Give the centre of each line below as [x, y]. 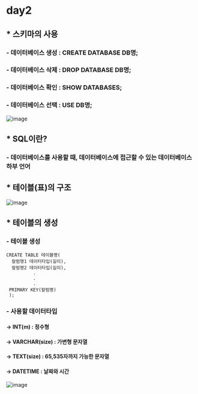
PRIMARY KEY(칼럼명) [33, 290]
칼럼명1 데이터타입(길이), [39, 262]
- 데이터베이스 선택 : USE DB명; [49, 105]
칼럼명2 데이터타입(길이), [39, 268]
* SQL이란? [27, 139]
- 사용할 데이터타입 [32, 311]
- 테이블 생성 [23, 241]
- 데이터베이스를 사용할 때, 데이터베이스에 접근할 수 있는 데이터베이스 [99, 157]
